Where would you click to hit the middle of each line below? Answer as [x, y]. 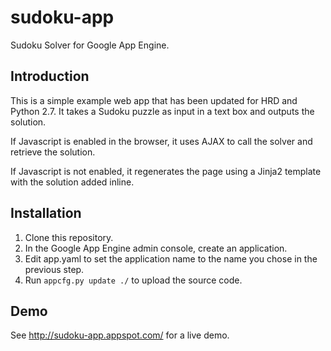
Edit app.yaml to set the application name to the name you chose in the [171, 258]
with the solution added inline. [72, 182]
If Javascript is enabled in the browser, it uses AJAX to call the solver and [161, 141]
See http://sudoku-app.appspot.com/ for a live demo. [120, 335]
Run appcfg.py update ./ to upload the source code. [133, 280]
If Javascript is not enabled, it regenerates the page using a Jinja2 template [166, 171]
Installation [46, 213]
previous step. [54, 269]
